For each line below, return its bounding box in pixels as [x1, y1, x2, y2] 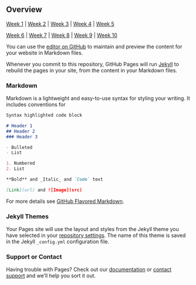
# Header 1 [6, 123, 33, 128]
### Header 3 [6, 134, 38, 140]
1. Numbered [6, 161, 35, 167]
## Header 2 [6, 128, 35, 134]
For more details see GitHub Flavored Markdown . [6, 198, 125, 205]
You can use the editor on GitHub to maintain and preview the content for [6, 43, 183, 50]
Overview [6, 5, 43, 15]
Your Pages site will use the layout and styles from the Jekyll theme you [6, 226, 180, 233]
